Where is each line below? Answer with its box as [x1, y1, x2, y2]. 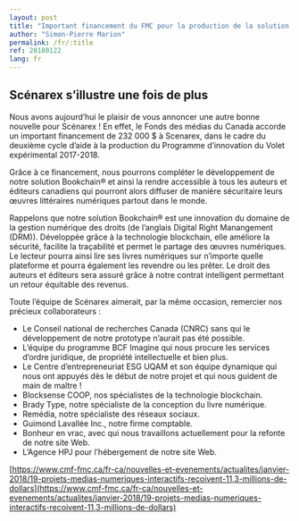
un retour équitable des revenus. [9, 279, 129, 290]
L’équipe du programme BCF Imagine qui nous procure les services [21, 341, 270, 353]
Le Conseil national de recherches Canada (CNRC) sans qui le [21, 323, 251, 333]
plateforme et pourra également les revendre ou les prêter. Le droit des [9, 260, 270, 271]
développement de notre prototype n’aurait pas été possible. [21, 332, 245, 343]
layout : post [9, 13, 58, 22]
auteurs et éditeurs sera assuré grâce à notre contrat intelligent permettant [9, 269, 285, 280]
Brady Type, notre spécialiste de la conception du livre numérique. [21, 399, 267, 409]
